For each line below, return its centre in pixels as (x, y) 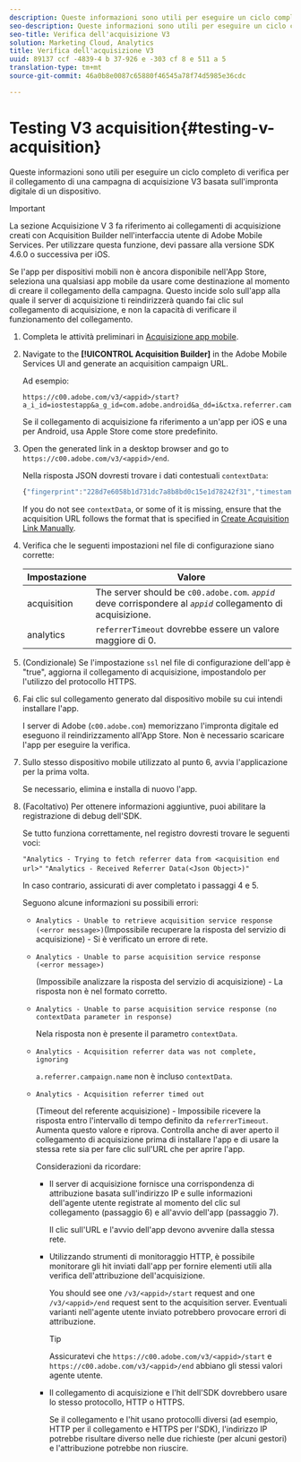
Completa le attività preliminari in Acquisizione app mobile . (130, 336)
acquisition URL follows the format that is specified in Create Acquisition (155, 518)
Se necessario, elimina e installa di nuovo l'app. (110, 788)
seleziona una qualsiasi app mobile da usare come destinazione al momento (150, 281)
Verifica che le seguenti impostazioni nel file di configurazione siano (148, 545)
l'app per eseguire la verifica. (76, 744)
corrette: (39, 555)
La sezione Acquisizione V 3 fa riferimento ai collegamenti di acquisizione (145, 226)
